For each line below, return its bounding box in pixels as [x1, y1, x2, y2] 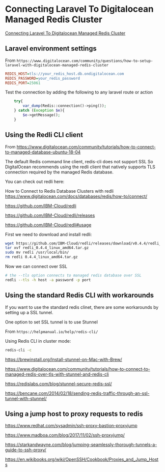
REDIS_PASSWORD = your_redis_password [5, 76, 80, 81]
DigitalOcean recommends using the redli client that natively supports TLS [5, 164, 156, 170]
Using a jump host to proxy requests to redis [5, 410, 143, 418]
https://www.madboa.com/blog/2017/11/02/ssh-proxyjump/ [5, 432, 125, 438]
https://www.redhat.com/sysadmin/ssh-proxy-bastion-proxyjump [5, 423, 137, 429]
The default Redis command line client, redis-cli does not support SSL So [5, 158, 153, 164]
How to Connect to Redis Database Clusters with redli [5, 188, 114, 194]
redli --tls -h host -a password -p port [5, 277, 91, 282]
